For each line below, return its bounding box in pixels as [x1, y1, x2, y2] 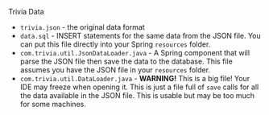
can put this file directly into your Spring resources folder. [19, 39, 211, 49]
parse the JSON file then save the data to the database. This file [19, 56, 234, 66]
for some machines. [19, 100, 86, 109]
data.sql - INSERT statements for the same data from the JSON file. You [19, 31, 262, 40]
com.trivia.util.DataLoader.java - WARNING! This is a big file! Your [19, 74, 250, 83]
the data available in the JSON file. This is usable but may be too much [19, 91, 255, 100]
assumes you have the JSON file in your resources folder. [19, 65, 211, 75]
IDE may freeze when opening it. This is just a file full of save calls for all [19, 82, 259, 92]
